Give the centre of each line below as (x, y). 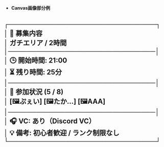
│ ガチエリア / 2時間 (35, 43)
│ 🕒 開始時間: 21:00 (36, 61)
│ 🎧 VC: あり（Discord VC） (50, 121)
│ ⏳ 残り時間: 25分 (33, 72)
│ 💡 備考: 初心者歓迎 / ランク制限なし (62, 133)
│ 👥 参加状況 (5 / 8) (34, 92)
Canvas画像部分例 (31, 8)
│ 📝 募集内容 (23, 33)
